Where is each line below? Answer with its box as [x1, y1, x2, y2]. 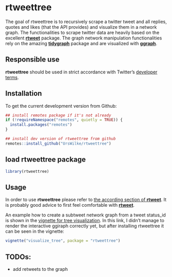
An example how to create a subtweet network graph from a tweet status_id [5, 212, 166, 218]
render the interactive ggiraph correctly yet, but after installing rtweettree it [5, 223, 164, 229]
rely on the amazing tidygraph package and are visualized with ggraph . [5, 40, 158, 46]
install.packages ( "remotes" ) [10, 122, 72, 127]
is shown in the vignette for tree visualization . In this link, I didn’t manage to [5, 217, 164, 224]
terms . [5, 74, 19, 81]
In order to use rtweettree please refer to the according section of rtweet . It [5, 196, 167, 203]
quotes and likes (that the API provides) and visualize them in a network [5, 24, 157, 30]
